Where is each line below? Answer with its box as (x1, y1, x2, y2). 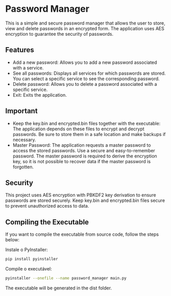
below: (5, 237, 19, 243)
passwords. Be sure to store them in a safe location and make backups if (12, 131, 166, 137)
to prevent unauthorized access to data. (5, 203, 89, 209)
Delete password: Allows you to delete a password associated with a (12, 81, 157, 87)
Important (5, 107, 38, 116)
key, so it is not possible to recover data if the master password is (12, 158, 151, 164)
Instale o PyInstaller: (5, 246, 48, 253)
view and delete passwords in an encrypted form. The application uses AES (5, 25, 164, 31)
